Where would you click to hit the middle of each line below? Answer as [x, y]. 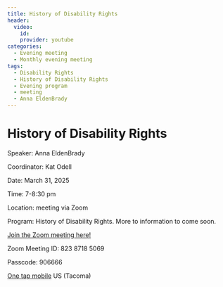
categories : [25, 46]
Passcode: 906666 [35, 262]
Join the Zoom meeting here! [49, 235]
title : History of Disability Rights [63, 14]
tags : [15, 66]
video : [23, 27]
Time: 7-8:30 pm [32, 193]
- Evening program [41, 86]
